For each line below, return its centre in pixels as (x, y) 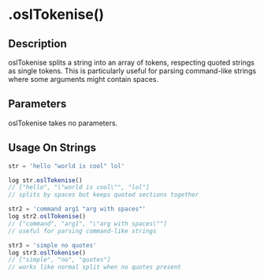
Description (37, 44)
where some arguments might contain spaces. (84, 79)
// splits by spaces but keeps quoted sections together (104, 195)
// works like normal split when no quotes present (95, 267)
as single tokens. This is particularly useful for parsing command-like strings (132, 71)
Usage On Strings (52, 148)
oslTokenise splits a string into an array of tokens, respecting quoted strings (131, 62)
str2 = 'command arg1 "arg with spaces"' (77, 209)
